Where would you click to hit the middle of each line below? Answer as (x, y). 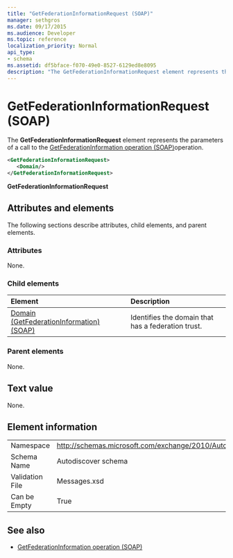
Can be (23, 497)
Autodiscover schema (92, 461)
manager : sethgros (34, 20)
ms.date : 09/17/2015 (37, 26)
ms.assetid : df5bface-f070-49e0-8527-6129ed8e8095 (82, 65)
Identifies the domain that (172, 318)
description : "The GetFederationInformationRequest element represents (113, 72)
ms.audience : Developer (42, 33)
